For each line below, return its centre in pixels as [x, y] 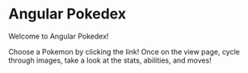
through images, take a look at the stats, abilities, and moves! [110, 60]
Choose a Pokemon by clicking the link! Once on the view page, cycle [124, 51]
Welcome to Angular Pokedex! [59, 36]
